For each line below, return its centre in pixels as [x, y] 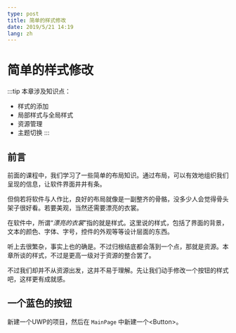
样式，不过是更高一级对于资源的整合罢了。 [93, 255]
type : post [23, 14]
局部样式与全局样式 [45, 115]
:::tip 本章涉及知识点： [39, 92]
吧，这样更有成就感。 [38, 279]
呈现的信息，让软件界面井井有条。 [57, 184]
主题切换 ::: [33, 133]
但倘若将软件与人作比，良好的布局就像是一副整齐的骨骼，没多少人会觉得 [112, 199]
